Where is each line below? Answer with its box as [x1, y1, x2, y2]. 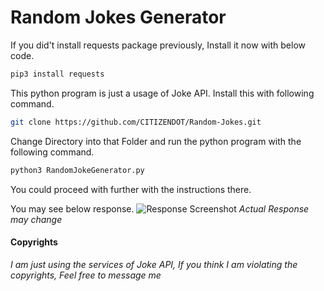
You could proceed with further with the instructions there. [10, 183, 252, 195]
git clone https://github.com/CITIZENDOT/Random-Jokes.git [10, 117, 262, 127]
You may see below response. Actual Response [10, 202, 310, 215]
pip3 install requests [10, 69, 105, 79]
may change [10, 213, 63, 225]
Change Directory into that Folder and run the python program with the [10, 135, 302, 147]
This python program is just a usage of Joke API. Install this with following [10, 87, 315, 99]
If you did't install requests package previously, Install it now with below [10, 39, 307, 51]
